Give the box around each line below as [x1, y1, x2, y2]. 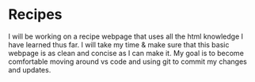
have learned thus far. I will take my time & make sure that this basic [8, 39, 230, 49]
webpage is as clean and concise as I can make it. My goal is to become [8, 48, 244, 58]
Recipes [8, 6, 63, 24]
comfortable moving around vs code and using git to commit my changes [8, 57, 247, 66]
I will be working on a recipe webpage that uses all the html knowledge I [8, 32, 244, 41]
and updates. [8, 65, 51, 74]
